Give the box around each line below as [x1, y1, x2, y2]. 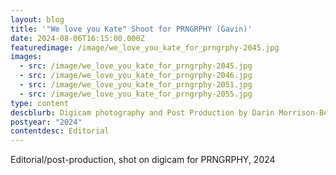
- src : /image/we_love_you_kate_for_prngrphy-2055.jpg [19, 89, 253, 99]
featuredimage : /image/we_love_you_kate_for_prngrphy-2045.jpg [10, 42, 280, 53]
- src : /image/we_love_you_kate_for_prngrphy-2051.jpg [19, 80, 253, 90]
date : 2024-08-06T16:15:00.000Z [10, 33, 145, 43]
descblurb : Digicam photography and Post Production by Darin [10, 107, 275, 118]
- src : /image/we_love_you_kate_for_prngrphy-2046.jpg [19, 71, 253, 81]
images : [10, 52, 43, 62]
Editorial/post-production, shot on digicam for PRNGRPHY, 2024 [10, 154, 276, 166]
